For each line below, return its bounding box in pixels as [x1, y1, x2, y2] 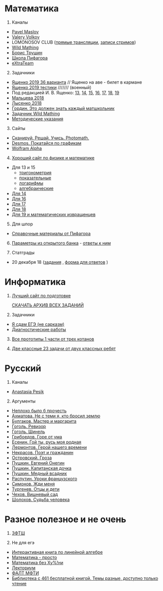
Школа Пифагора [11, 55, 48, 61]
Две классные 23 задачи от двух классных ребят [11, 345, 116, 351]
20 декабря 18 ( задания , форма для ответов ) [11, 259, 109, 265]
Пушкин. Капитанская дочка [11, 465, 72, 471]
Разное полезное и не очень [4, 514, 126, 525]
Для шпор [11, 221, 33, 227]
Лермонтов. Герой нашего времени [11, 444, 87, 450]
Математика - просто [11, 554, 57, 560]
